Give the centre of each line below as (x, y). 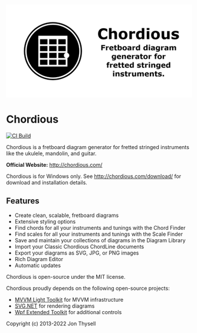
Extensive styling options (45, 221)
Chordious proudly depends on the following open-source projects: (88, 288)
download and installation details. (47, 182)
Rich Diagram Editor (39, 259)
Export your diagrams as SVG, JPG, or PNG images (77, 253)
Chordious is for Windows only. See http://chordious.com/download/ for (94, 176)
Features (23, 201)
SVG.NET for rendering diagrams (55, 306)
